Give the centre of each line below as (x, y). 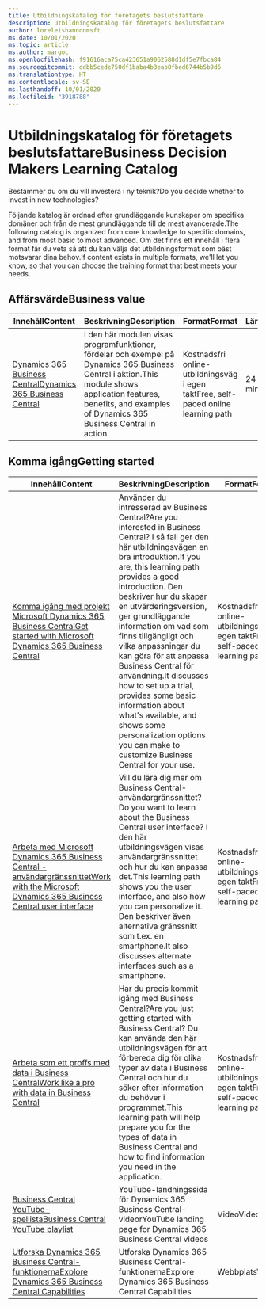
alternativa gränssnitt (158, 926)
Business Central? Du (158, 1028)
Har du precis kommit (158, 989)
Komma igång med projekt (61, 606)
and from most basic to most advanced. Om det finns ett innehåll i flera (124, 240)
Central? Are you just (156, 1008)
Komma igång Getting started (81, 461)
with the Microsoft (46, 886)
